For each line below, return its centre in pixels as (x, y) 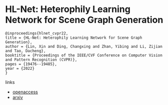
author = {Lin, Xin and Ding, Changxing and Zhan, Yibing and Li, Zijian (84, 46)
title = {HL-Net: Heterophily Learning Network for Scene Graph (74, 38)
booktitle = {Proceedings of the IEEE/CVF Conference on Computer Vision (84, 55)
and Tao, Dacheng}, (26, 51)
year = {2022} (20, 68)
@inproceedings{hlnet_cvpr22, (37, 33)
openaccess (25, 92)
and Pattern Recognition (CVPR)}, (41, 60)
